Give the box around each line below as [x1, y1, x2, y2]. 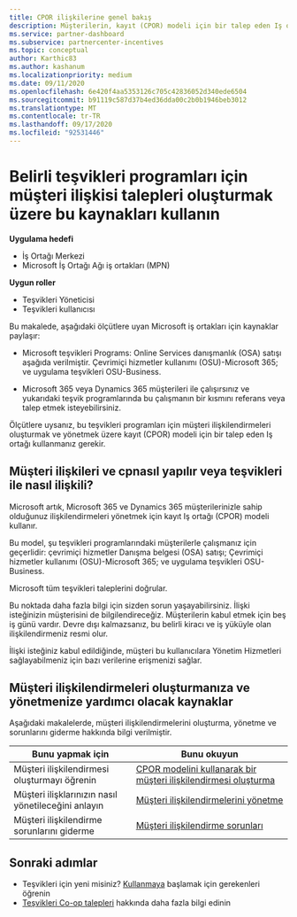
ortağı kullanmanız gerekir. [9, 438, 106, 448]
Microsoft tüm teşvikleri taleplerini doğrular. [9, 582, 168, 594]
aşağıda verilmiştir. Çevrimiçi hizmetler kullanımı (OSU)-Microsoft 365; [21, 356, 278, 368]
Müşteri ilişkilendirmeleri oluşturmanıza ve [9, 680, 250, 696]
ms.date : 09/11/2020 [9, 79, 86, 88]
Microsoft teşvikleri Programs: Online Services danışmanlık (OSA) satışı [21, 347, 282, 358]
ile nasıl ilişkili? [9, 478, 95, 493]
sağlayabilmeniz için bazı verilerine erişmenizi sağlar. [9, 655, 202, 665]
